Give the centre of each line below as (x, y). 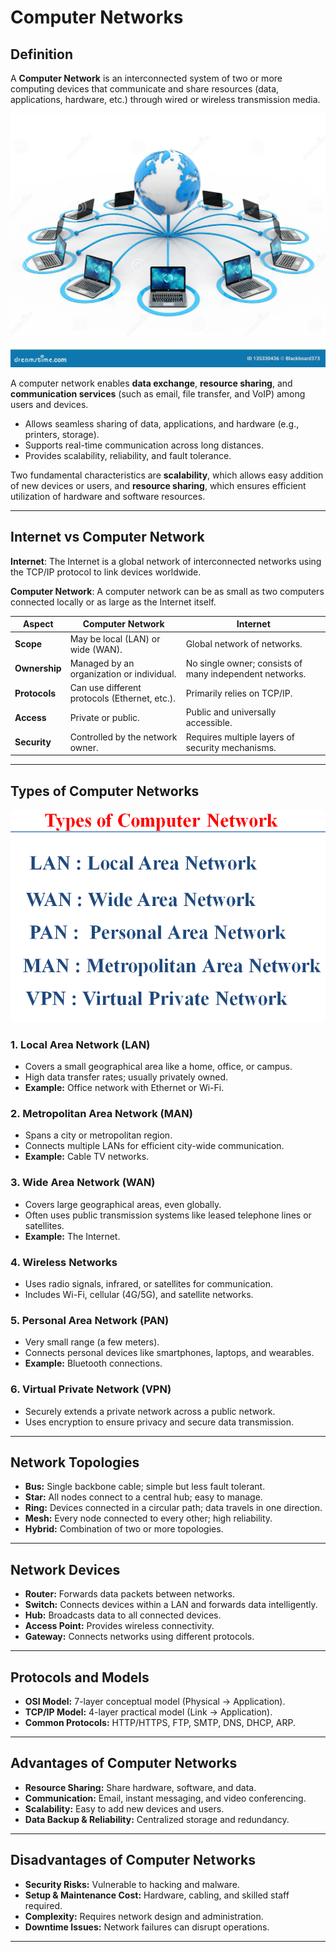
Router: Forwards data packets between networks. (129, 1594)
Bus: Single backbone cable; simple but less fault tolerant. (145, 1487)
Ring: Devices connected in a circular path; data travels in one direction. (173, 1508)
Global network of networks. (244, 644)
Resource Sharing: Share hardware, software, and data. (140, 1787)
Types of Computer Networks (105, 791)
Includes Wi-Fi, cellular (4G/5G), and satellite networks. (139, 1294)
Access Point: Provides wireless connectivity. (119, 1626)
